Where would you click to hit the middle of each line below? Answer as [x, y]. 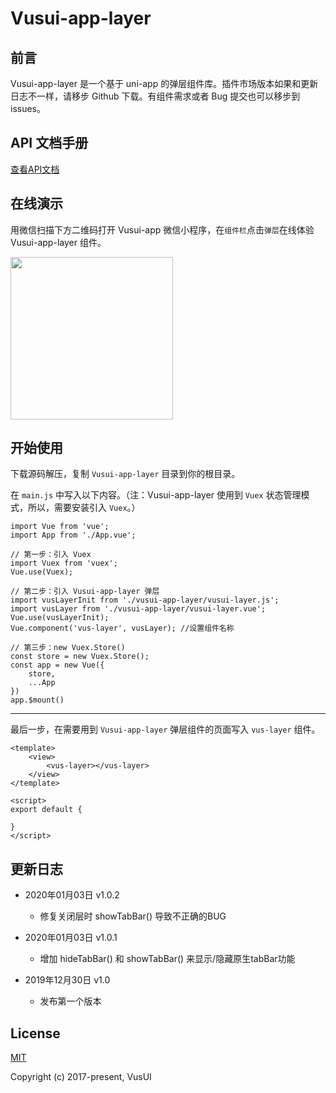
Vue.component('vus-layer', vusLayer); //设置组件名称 [122, 628]
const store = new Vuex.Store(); [80, 657]
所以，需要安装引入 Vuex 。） [84, 508]
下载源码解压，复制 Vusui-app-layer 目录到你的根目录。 [125, 474]
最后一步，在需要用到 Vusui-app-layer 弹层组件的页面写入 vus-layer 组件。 [165, 729]
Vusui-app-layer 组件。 [58, 242]
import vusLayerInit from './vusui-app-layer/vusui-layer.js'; [145, 600]
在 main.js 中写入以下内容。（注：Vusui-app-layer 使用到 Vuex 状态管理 [156, 495]
